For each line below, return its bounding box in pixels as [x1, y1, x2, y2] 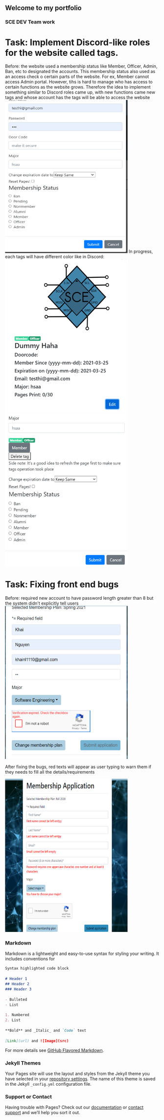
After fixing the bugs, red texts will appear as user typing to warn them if [5, 764, 152, 770]
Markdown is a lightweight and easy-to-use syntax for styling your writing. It [5, 950, 159, 957]
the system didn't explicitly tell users [5, 600, 79, 607]
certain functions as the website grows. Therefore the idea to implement [5, 84, 151, 90]
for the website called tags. [5, 47, 118, 58]
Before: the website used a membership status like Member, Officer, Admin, [5, 63, 158, 69]
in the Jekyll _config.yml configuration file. [5, 1081, 92, 1087]
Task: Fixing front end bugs [5, 579, 119, 590]
